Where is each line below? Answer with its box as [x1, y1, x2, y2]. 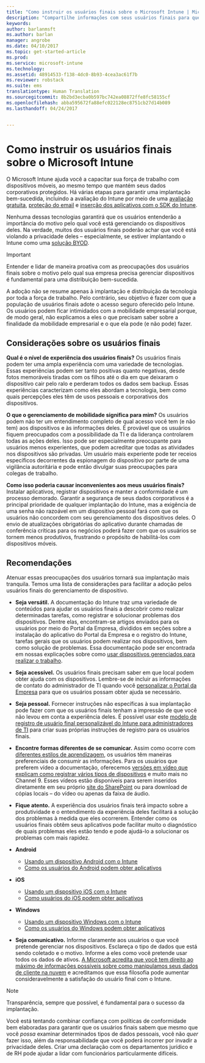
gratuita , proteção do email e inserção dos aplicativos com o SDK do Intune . [6, 201, 198, 209]
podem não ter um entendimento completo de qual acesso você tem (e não [6, 418, 196, 425]
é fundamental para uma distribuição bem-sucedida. [6, 276, 138, 283]
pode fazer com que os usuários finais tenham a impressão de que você [15, 706, 197, 714]
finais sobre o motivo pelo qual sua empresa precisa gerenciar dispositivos [6, 269, 195, 277]
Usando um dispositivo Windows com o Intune [24, 918, 142, 926]
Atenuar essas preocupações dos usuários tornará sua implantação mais [6, 574, 190, 581]
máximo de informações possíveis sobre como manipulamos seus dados [15, 962, 198, 970]
